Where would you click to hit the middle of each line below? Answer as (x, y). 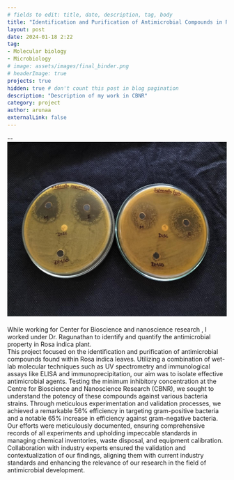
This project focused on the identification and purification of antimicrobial (113, 351)
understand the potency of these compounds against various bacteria (107, 396)
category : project (34, 103)
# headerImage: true (37, 73)
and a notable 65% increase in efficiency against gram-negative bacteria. (112, 418)
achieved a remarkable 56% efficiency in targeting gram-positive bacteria (113, 410)
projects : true (29, 81)
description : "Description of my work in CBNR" (78, 95)
